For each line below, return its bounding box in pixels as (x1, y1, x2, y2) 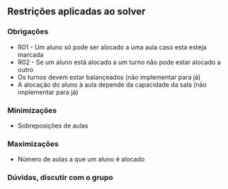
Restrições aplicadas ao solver (7, 6, 146, 18)
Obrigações (7, 27, 49, 37)
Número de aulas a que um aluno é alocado (17, 155, 145, 164)
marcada (17, 50, 44, 59)
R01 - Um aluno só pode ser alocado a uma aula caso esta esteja (17, 42, 207, 51)
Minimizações (7, 105, 57, 115)
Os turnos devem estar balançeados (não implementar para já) (17, 73, 201, 81)
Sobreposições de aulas (17, 121, 89, 130)
